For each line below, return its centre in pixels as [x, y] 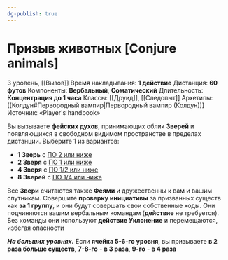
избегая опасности [36, 228]
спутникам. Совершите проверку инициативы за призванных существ [114, 198]
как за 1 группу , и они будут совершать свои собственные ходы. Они [111, 205]
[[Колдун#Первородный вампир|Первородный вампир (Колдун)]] [106, 105]
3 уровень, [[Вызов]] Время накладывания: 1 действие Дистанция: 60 [113, 83]
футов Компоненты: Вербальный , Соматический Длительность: [105, 90]
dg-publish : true [33, 14]
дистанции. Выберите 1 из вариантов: [63, 141]
